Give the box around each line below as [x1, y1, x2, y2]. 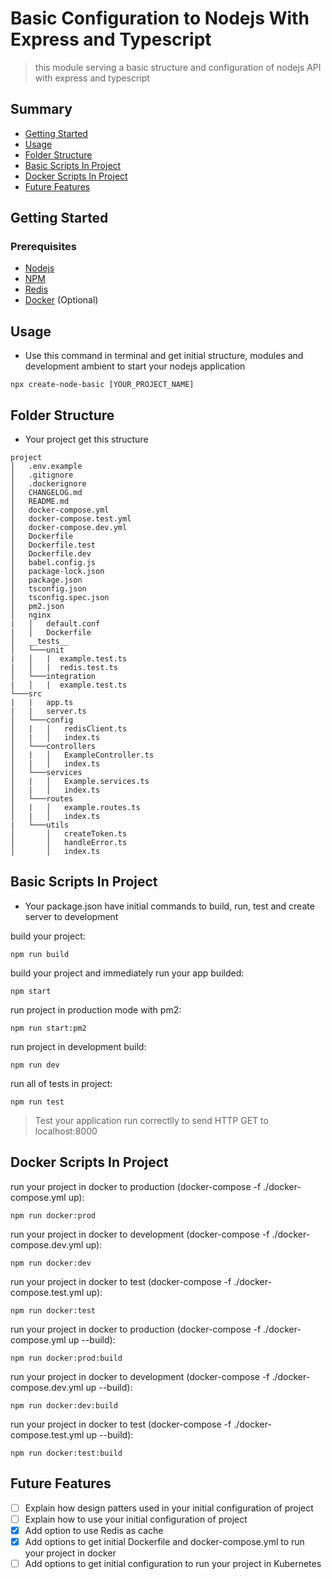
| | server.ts [10, 707, 87, 717]
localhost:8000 [34, 1125, 98, 1137]
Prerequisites [10, 240, 77, 254]
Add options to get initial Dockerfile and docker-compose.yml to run [24, 1535, 305, 1547]
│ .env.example [10, 462, 83, 472]
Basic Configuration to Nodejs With [10, 7, 310, 30]
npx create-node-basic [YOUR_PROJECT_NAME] [10, 380, 195, 390]
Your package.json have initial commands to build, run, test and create [24, 900, 315, 912]
